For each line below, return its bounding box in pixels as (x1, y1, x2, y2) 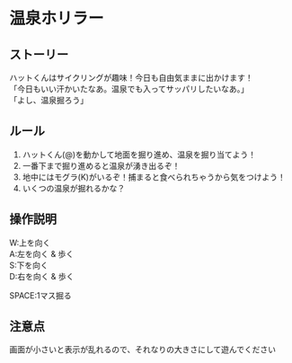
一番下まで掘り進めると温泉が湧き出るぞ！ (22, 160, 181, 171)
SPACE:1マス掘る (9, 289, 72, 301)
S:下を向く (9, 260, 49, 270)
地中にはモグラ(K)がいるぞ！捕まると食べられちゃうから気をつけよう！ (22, 172, 286, 182)
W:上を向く (9, 237, 51, 248)
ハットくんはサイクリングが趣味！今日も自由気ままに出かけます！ (9, 73, 253, 83)
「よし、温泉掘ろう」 (9, 95, 88, 105)
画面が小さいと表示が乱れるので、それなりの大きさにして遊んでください (9, 344, 277, 355)
